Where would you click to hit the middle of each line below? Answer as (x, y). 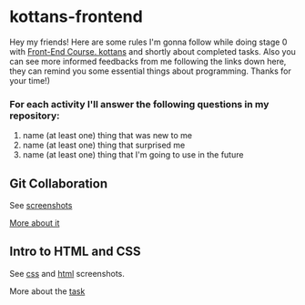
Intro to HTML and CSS (75, 252)
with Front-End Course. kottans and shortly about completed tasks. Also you (152, 51)
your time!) (30, 80)
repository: (35, 116)
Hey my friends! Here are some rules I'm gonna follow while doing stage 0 (148, 42)
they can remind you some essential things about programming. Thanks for (150, 71)
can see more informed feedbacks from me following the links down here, (148, 61)
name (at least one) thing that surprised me (104, 145)
